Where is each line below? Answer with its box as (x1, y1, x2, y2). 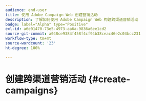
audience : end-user (5, 7, 47, 13)
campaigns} (5, 85, 58, 96)
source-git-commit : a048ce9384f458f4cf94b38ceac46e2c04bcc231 (5, 31, 141, 36)
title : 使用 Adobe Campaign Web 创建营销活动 (5, 12, 98, 17)
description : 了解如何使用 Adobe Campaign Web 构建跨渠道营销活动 (5, 17, 138, 22)
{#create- (88, 73, 131, 85)
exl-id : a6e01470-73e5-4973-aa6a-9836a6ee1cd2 (5, 27, 107, 32)
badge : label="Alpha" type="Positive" (5, 21, 88, 27)
